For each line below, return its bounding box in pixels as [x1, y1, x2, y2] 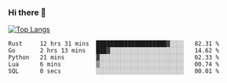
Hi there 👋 [8, 7, 47, 18]
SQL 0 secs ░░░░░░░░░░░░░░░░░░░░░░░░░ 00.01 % [8, 67, 220, 75]
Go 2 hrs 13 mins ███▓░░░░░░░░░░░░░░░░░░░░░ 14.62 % [8, 47, 220, 55]
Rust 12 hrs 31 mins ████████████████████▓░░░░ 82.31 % [8, 40, 220, 48]
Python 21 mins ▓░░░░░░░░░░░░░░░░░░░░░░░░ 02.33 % [8, 54, 220, 62]
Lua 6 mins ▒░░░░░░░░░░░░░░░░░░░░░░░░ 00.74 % [8, 60, 220, 69]
